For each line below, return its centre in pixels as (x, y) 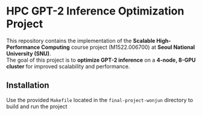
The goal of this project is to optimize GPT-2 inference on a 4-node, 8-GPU (101, 60)
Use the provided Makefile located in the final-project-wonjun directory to (100, 100)
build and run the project (37, 106)
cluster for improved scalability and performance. (68, 66)
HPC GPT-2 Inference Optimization (95, 11)
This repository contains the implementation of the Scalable (81, 40)
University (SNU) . (29, 53)
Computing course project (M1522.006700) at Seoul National (118, 47)
